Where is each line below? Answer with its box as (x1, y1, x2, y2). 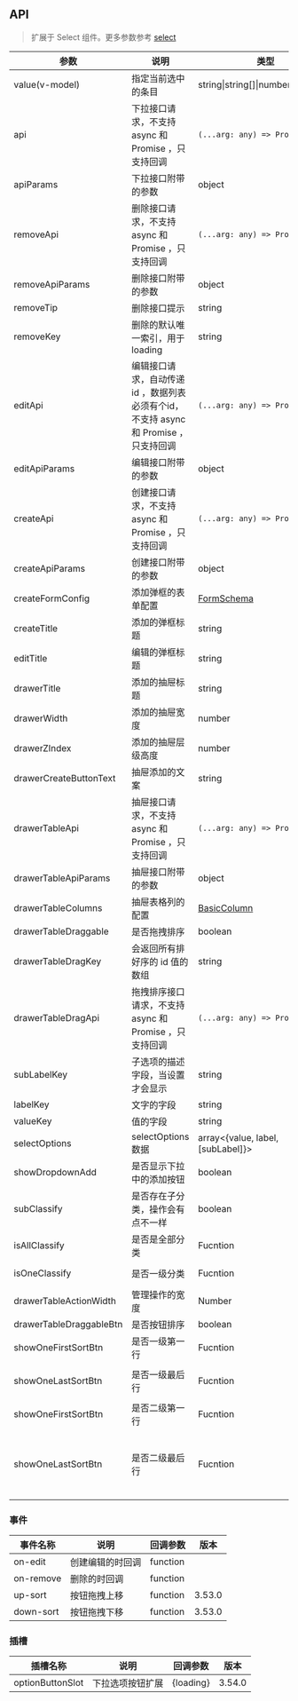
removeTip (13, 301, 59, 313)
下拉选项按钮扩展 (91, 1677, 164, 1689)
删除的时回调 (69, 1573, 124, 1586)
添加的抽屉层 (131, 736, 185, 748)
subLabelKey (13, 1068, 68, 1080)
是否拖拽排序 (131, 925, 185, 938)
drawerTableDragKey (13, 954, 102, 967)
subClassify (13, 1202, 63, 1214)
